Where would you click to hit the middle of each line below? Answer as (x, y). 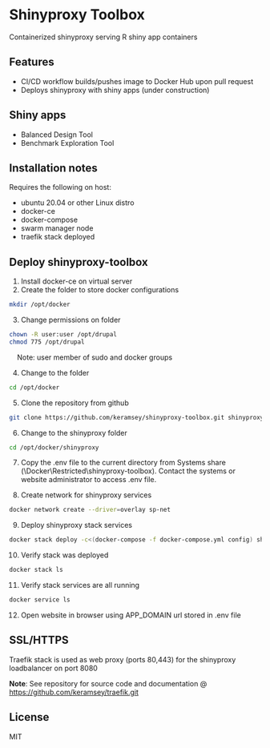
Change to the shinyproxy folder (74, 432)
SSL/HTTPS (39, 640)
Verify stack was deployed (64, 555)
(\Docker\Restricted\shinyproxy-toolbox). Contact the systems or (128, 471)
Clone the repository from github (75, 403)
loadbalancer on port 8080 (54, 668)
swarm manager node (57, 228)
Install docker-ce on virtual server (77, 281)
